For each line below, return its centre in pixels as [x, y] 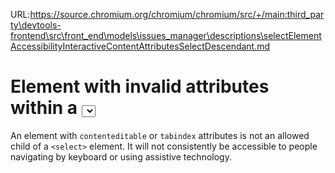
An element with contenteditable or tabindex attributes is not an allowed [160, 135]
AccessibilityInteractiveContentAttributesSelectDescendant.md [140, 46]
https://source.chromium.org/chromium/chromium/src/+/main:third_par [177, 14]
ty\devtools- [36, 25]
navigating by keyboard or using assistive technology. [121, 156]
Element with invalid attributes [140, 86]
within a [44, 108]
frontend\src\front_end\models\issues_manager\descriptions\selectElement [166, 35]
